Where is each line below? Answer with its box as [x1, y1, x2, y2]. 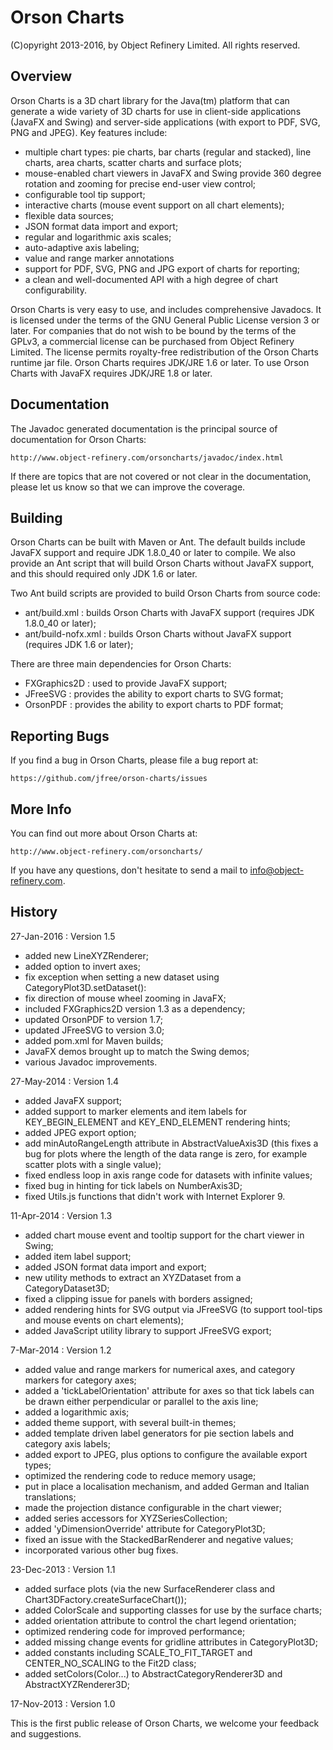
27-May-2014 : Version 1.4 [10, 1075, 120, 1087]
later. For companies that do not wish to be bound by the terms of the [10, 324, 297, 336]
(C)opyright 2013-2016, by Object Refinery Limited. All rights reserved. [10, 39, 301, 51]
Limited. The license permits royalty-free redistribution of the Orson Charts [10, 346, 319, 358]
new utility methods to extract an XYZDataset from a [24, 1271, 242, 1283]
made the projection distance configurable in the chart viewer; [24, 1501, 282, 1513]
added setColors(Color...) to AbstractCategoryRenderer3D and [24, 1667, 283, 1680]
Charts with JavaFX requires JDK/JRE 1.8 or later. [10, 367, 213, 379]
